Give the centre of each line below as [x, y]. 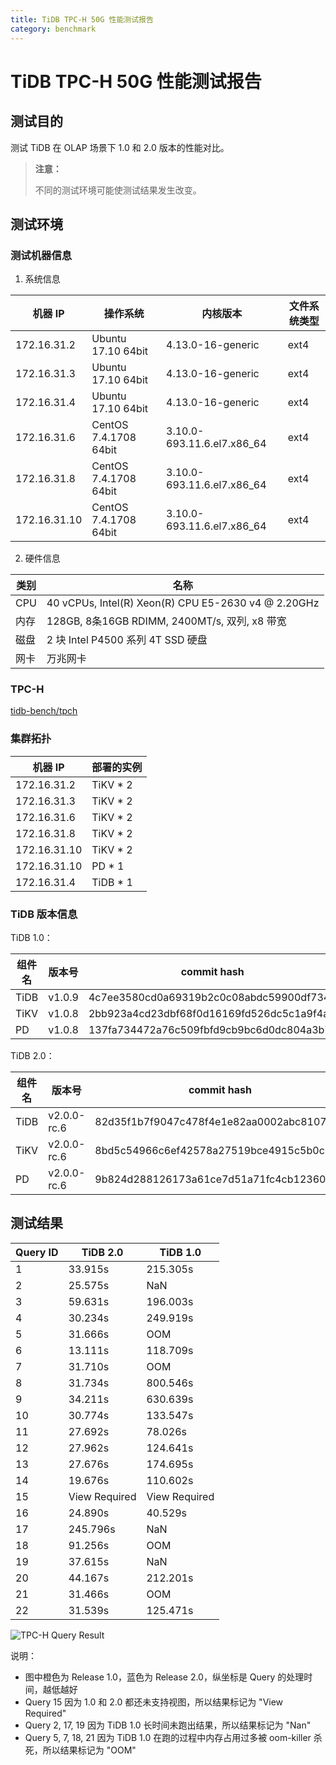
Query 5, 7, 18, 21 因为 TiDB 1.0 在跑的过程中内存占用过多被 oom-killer [168, 1737]
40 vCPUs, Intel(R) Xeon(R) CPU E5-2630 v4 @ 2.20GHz [183, 603]
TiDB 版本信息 [44, 914]
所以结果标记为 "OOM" [89, 1750]
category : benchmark [53, 29]
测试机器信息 [41, 255]
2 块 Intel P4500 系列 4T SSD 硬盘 [127, 640]
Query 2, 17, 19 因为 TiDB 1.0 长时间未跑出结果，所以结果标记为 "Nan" [168, 1725]
